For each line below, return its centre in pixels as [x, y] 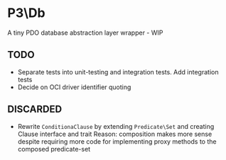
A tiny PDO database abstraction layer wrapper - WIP [85, 33]
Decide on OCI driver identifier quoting [74, 87]
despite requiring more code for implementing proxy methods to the [117, 141]
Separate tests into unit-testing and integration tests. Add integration [118, 72]
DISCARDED [35, 109]
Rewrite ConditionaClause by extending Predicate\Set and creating [116, 126]
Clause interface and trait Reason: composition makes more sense [115, 134]
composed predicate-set [54, 149]
